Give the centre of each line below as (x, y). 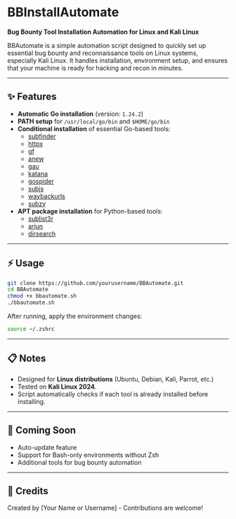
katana (38, 173)
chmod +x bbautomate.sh (42, 296)
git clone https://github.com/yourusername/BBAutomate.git (96, 283)
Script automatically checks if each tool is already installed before (113, 394)
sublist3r (41, 219)
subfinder (42, 136)
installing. (31, 401)
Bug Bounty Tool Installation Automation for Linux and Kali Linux (103, 32)
